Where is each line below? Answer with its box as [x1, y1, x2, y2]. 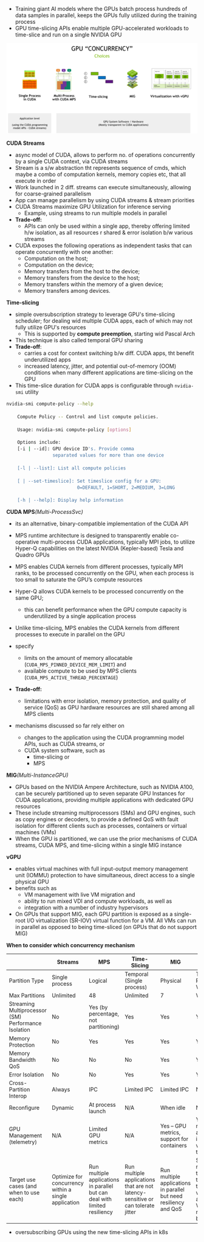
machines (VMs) [15, 829, 56, 836]
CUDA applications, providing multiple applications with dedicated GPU [15, 796, 194, 804]
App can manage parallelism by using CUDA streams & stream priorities [15, 197, 195, 204]
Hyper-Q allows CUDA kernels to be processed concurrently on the [15, 588, 184, 595]
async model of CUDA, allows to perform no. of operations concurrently [15, 152, 195, 159]
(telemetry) [8, 1138, 38, 1146]
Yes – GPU [160, 1122, 187, 1129]
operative [15, 538, 39, 546]
